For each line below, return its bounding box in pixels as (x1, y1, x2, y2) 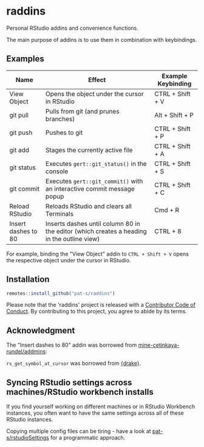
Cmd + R (154, 205, 180, 214)
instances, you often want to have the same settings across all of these (6, 409, 184, 417)
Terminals (45, 210, 74, 218)
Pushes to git (45, 128, 83, 137)
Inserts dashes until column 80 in (45, 219, 141, 228)
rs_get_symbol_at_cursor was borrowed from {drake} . (6, 360, 141, 367)
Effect (87, 75, 106, 84)
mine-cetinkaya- (138, 341, 180, 349)
